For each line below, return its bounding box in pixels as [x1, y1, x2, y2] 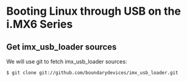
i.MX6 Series [6, 17, 73, 31]
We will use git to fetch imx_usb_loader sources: [6, 58, 127, 65]
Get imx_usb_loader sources [6, 42, 117, 52]
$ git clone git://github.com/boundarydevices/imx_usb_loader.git [6, 70, 178, 76]
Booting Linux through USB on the [6, 4, 182, 18]
